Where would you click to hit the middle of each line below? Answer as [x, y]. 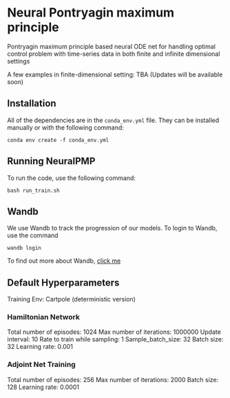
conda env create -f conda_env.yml [58, 140]
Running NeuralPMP [51, 161]
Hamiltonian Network [44, 317]
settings [19, 61]
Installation [32, 104]
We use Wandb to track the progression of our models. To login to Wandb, [112, 228]
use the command [33, 235]
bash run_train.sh [33, 190]
